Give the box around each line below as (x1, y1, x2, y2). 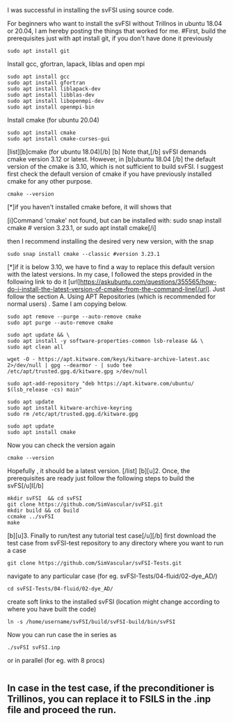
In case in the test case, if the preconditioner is (7, 682, 214, 694)
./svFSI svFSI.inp (7, 644, 61, 651)
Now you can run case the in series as (7, 631, 117, 639)
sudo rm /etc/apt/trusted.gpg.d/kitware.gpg (7, 410, 138, 417)
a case (7, 546, 26, 554)
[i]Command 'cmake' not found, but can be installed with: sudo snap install (7, 216, 222, 225)
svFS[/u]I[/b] (7, 481, 44, 490)
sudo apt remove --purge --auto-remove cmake (7, 313, 141, 320)
